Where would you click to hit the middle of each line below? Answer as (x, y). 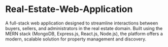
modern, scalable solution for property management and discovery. (76, 39)
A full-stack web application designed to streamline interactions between (82, 23)
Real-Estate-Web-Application (69, 9)
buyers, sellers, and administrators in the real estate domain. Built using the (84, 28)
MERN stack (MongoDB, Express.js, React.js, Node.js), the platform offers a (84, 33)
